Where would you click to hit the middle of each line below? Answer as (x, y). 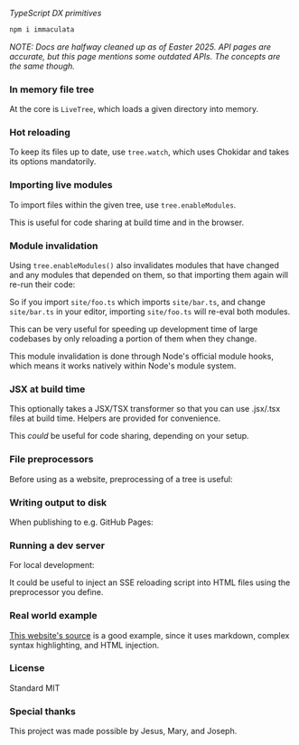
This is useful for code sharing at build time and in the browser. (127, 222)
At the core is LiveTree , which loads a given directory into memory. (134, 109)
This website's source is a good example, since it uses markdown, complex (149, 635)
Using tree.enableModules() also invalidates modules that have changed (145, 265)
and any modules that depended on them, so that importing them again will (149, 275)
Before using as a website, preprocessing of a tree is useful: (121, 479)
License (27, 668)
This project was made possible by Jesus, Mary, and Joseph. (123, 731)
